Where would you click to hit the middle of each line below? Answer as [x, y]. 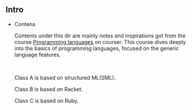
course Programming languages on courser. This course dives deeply [100, 42]
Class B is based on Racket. [48, 89]
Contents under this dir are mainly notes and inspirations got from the [100, 36]
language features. [37, 54]
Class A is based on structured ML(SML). [65, 77]
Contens [25, 24]
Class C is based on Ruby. [46, 100]
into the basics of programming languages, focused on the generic [97, 48]
